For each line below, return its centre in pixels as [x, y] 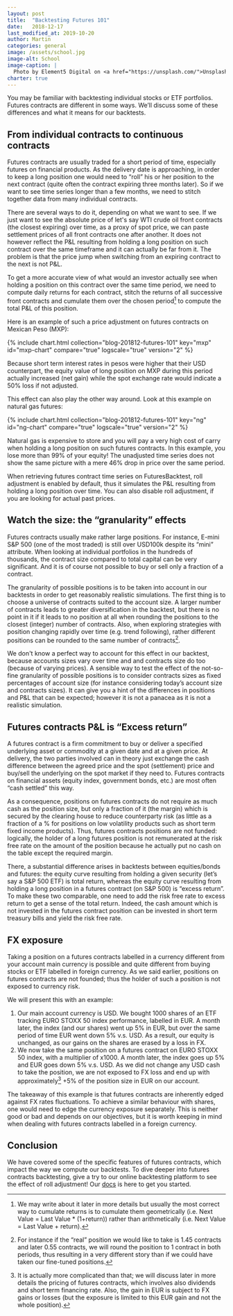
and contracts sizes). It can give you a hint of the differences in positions [111, 690]
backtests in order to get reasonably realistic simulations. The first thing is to [116, 594]
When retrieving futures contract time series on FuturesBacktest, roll [105, 476]
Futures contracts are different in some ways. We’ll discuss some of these [113, 106]
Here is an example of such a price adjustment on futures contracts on [108, 322]
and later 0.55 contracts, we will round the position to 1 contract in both [119, 1247]
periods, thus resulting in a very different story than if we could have [115, 1255]
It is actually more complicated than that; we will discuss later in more [116, 1276]
